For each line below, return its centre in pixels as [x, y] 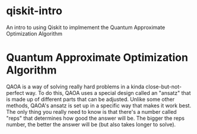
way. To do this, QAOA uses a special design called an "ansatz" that [108, 92]
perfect [15, 92]
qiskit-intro [34, 11]
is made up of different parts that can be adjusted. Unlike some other [90, 99]
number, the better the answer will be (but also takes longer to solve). [91, 124]
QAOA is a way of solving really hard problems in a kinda [75, 87]
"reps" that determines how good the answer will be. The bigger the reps [96, 118]
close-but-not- [163, 87]
